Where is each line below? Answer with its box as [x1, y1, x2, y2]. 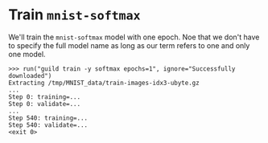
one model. [8, 49, 46, 59]
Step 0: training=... [8, 92, 81, 101]
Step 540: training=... [8, 114, 89, 122]
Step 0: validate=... [8, 100, 81, 108]
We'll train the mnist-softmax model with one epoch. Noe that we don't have [8, 32, 260, 42]
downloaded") [8, 71, 52, 80]
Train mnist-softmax [8, 6, 141, 24]
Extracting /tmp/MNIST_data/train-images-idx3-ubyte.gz [8, 79, 200, 87]
